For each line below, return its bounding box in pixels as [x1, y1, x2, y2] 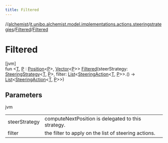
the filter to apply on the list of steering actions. [44, 129, 155, 136]
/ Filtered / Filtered [13, 26, 48, 32]
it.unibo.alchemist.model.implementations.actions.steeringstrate [29, 21, 162, 27]
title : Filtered [5, 7, 39, 12]
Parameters [5, 90, 42, 99]
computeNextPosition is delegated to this [44, 115, 141, 122]
